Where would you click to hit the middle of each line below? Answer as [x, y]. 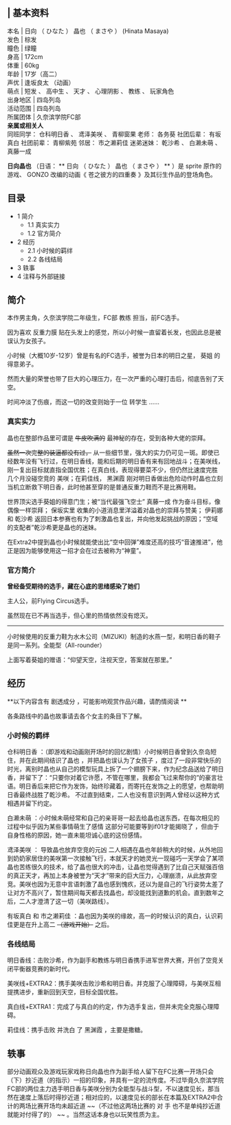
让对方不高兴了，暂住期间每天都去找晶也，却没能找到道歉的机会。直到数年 [112, 893]
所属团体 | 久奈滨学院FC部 [44, 117]
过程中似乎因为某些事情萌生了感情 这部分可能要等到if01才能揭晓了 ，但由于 [113, 827]
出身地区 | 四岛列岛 [34, 100]
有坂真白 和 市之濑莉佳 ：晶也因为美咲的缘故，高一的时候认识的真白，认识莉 [115, 916]
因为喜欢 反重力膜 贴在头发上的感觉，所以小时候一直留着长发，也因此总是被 [114, 332]
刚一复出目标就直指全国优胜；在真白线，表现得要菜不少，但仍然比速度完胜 [112, 470]
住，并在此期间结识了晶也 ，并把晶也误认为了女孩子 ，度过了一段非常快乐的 [114, 761]
